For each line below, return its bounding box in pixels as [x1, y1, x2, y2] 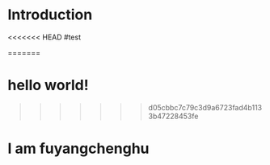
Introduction [7, 6, 93, 24]
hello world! [7, 76, 90, 94]
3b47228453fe [148, 111, 199, 121]
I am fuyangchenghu [7, 139, 150, 158]
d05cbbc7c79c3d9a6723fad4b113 [148, 102, 263, 112]
